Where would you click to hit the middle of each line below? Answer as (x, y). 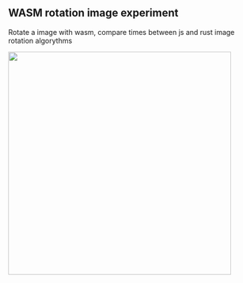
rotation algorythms (40, 40)
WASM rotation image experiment (93, 13)
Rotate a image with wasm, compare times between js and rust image (121, 32)
